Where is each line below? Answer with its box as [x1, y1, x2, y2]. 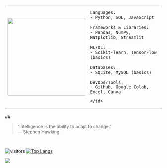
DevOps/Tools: [90, 80, 124, 85]
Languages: [90, 10, 116, 15]
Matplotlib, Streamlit [90, 35, 144, 40]
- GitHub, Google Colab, [90, 84, 149, 90]
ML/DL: [90, 45, 106, 50]
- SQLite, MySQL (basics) [90, 70, 152, 75]
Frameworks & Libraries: [90, 25, 149, 30]
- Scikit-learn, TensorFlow [90, 50, 157, 55]
